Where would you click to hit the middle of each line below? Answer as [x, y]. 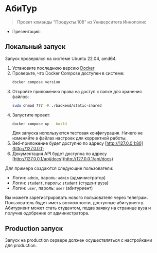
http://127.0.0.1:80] [125, 143]
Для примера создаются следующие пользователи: [59, 168]
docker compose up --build [39, 124]
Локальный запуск [35, 47]
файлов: [20, 97]
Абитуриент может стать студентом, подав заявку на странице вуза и [78, 208]
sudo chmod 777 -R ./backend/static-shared [57, 105]
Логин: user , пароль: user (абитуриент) [52, 188]
